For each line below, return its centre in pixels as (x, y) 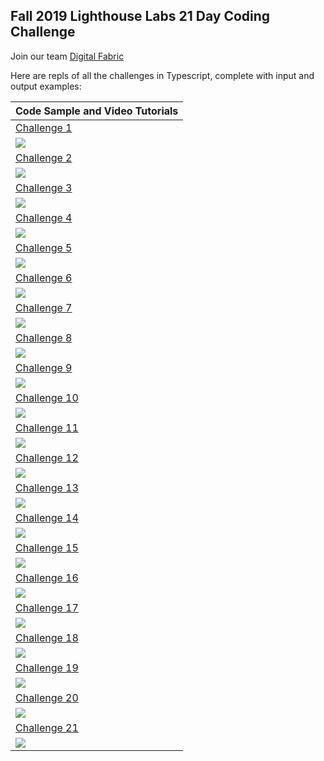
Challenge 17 (47, 607)
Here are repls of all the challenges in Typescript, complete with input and (162, 75)
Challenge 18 (47, 637)
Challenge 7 (44, 307)
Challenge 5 (44, 247)
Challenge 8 (44, 337)
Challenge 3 (44, 187)
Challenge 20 (47, 697)
